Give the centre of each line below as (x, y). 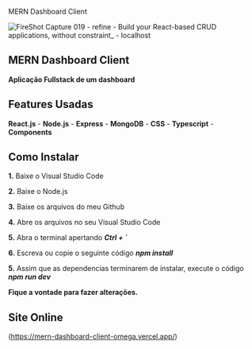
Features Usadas (51, 105)
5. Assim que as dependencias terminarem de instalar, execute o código (126, 269)
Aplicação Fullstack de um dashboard (72, 79)
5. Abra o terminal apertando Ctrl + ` (68, 238)
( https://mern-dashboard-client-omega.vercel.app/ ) (93, 336)
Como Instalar (44, 157)
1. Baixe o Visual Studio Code (56, 176)
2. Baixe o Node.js (38, 192)
